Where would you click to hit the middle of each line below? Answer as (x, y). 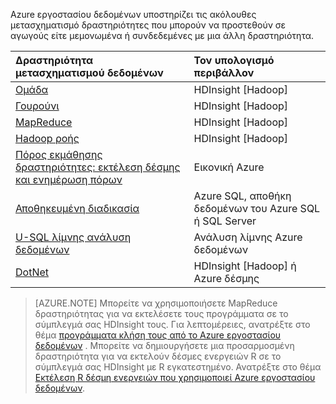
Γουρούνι (37, 106)
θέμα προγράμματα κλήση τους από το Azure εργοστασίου (158, 335)
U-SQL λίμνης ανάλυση (73, 237)
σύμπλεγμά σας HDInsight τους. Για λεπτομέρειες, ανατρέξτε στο (172, 324)
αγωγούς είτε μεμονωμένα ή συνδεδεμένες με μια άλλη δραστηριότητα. (162, 35)
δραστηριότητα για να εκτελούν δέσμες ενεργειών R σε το (158, 356)
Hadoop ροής (47, 138)
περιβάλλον (224, 72)
